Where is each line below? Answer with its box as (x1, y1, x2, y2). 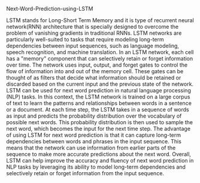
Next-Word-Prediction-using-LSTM (6, 5, 93, 12)
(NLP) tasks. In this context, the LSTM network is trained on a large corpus (6, 93, 190, 100)
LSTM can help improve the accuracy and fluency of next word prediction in (6, 157, 194, 164)
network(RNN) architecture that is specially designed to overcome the (6, 23, 178, 30)
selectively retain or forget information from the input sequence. (6, 170, 165, 176)
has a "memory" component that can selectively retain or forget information (6, 55, 193, 62)
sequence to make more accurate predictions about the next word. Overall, (6, 151, 192, 158)
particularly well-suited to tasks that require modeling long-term (6, 36, 164, 43)
